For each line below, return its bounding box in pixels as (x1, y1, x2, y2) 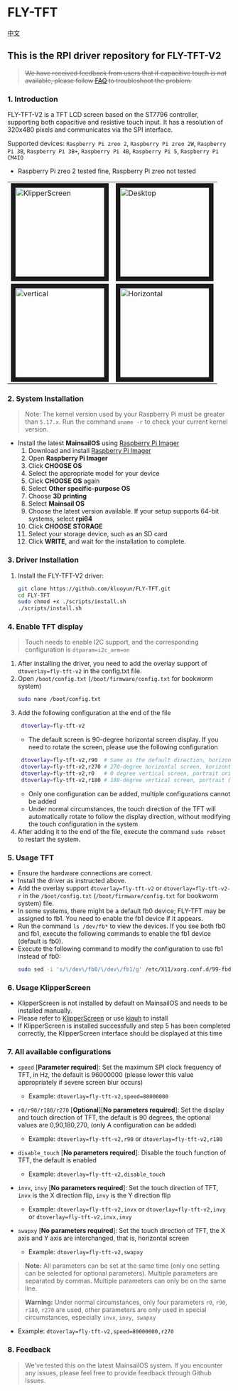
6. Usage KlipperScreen (7, 982, 91, 992)
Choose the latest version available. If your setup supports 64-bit (28, 507, 220, 516)
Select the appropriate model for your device (28, 469, 160, 478)
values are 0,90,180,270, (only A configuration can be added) (17, 1121, 197, 1130)
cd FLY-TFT (17, 592, 50, 599)
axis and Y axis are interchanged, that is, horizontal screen (17, 1234, 190, 1243)
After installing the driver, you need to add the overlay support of (17, 660, 207, 668)
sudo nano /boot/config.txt (17, 696, 101, 703)
